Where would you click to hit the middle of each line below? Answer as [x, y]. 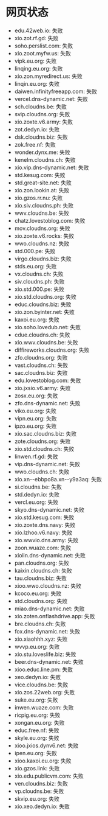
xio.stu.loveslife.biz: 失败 [45, 654]
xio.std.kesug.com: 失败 [44, 517]
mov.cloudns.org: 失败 [42, 228]
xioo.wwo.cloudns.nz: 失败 [48, 585]
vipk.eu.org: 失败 [35, 61]
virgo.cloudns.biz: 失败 [43, 259]
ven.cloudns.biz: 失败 [41, 783]
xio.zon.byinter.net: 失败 [45, 312]
